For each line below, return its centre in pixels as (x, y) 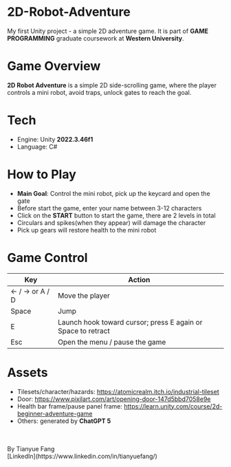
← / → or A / (30, 291)
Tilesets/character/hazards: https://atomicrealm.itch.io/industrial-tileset (118, 391)
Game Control (47, 258)
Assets (27, 372)
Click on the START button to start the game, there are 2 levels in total (116, 215)
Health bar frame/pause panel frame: (69, 406)
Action (139, 279)
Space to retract (84, 331)
